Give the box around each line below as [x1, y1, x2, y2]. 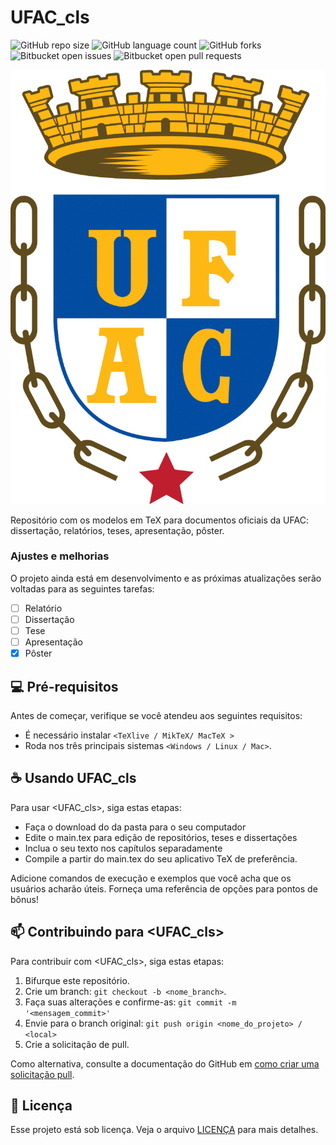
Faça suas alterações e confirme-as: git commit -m [24, 996, 237, 1008]
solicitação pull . [10, 1068, 75, 1080]
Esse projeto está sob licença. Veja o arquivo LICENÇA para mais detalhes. [10, 1124, 319, 1136]
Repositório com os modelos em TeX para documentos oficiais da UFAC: [10, 514, 309, 526]
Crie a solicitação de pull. [24, 1038, 130, 1050]
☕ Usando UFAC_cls [10, 770, 137, 787]
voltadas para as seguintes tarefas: [10, 582, 155, 595]
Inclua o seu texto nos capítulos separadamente [24, 842, 223, 854]
